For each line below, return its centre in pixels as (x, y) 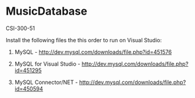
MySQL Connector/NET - (46, 82)
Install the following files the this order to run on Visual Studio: (84, 40)
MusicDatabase (46, 11)
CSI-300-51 (20, 28)
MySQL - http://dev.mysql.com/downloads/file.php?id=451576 (93, 52)
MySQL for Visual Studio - (47, 64)
